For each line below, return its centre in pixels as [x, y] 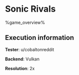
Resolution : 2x [20, 68]
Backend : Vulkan [22, 59]
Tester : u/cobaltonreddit [30, 49]
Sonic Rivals [30, 9]
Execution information [39, 38]
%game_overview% [25, 22]
